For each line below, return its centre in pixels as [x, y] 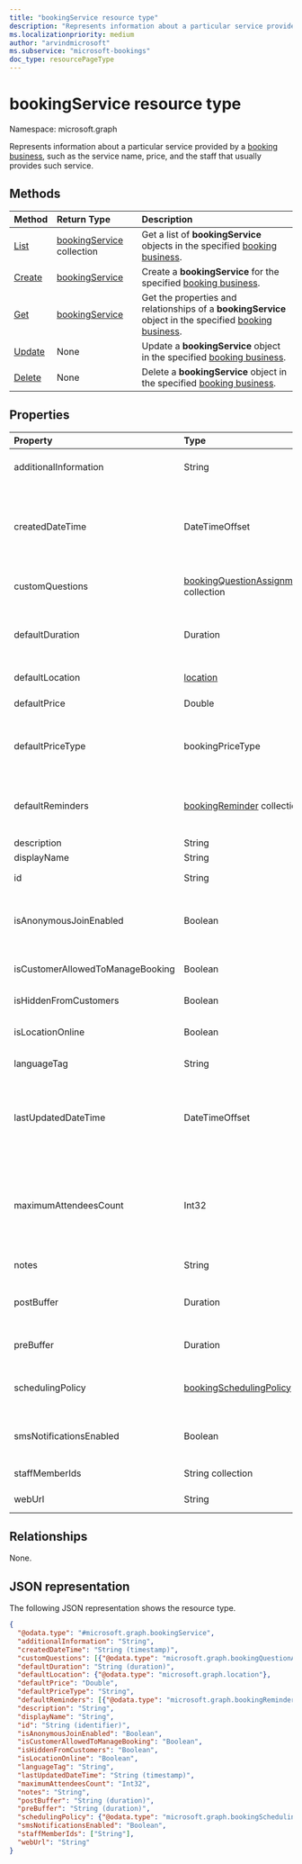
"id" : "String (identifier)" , [74, 1725]
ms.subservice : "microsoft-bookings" [80, 51]
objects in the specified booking [209, 246]
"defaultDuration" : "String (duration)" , [96, 1667]
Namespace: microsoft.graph [63, 129]
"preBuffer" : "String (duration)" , [84, 1809]
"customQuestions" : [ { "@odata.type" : [88, 1658]
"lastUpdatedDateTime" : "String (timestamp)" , [106, 1775]
